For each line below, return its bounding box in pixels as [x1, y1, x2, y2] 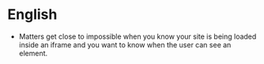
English [7, 6, 58, 24]
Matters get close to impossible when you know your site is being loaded [18, 32, 257, 41]
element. [18, 48, 48, 58]
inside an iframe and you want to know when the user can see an [18, 40, 232, 49]
